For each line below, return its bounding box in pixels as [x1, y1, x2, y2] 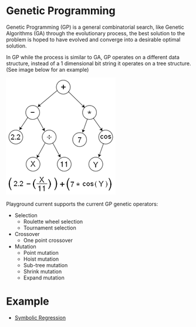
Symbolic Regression [14, 314, 66, 321]
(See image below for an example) [6, 66, 89, 73]
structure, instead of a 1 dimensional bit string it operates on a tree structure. [6, 60, 191, 67]
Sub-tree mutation [23, 261, 68, 268]
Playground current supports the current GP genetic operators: [6, 200, 158, 207]
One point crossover [23, 237, 73, 244]
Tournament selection [23, 224, 76, 231]
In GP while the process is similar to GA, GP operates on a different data [6, 53, 180, 60]
